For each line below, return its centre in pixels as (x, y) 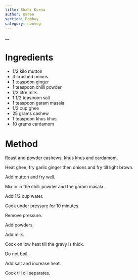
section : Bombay (22, 19)
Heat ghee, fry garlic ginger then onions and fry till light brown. (69, 168)
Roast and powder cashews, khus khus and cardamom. (62, 158)
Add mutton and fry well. (30, 177)
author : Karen (20, 14)
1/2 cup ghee (25, 108)
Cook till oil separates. (28, 273)
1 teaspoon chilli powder (37, 87)
